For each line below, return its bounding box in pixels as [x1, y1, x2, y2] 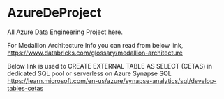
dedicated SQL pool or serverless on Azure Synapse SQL [7, 69, 172, 78]
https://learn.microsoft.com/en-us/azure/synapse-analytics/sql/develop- [7, 76, 217, 84]
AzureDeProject [7, 5, 102, 21]
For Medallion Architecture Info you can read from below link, [7, 41, 184, 49]
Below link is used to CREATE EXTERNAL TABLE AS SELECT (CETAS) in [7, 62, 213, 70]
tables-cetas [7, 84, 44, 92]
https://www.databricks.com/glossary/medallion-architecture [7, 48, 184, 57]
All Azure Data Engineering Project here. [7, 28, 124, 36]
